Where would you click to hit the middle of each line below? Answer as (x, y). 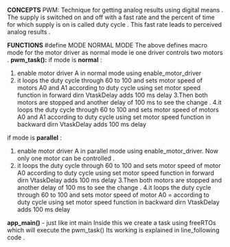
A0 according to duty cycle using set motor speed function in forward (116, 173)
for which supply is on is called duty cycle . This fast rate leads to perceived (114, 24)
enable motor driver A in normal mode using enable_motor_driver (109, 73)
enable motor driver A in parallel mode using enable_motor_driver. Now (117, 151)
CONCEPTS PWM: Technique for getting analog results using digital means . (115, 10)
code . (16, 237)
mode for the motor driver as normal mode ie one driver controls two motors (115, 52)
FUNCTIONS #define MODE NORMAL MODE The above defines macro (107, 45)
